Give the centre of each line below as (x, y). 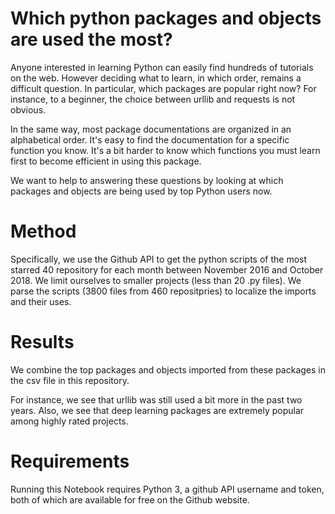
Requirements (70, 461)
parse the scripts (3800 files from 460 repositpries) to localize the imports (163, 291)
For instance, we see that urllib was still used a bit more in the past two (156, 399)
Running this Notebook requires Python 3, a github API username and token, (167, 489)
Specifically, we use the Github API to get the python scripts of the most (159, 259)
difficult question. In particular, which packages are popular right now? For (163, 88)
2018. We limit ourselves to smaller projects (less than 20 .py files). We (156, 280)
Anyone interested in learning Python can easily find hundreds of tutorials (162, 67)
